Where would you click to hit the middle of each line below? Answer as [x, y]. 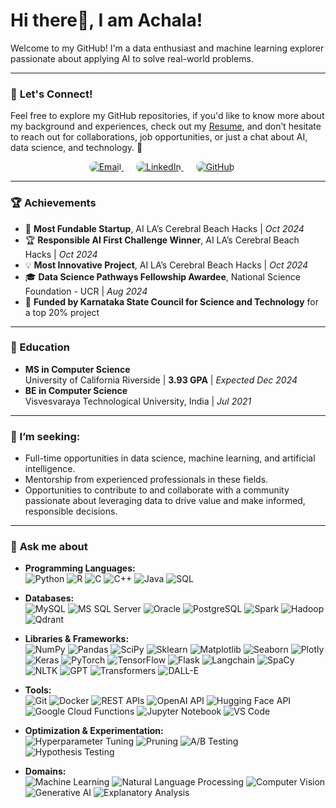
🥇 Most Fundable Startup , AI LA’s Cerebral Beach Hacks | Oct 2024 [164, 228]
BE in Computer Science [76, 390]
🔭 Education [40, 347]
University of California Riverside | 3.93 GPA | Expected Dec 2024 [161, 380]
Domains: [45, 771]
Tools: [38, 690]
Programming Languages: [80, 568]
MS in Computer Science [77, 369]
